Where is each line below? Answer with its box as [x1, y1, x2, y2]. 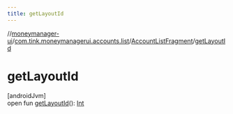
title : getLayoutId [7, 10, 64, 17]
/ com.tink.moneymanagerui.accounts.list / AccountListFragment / [12, 36, 195, 45]
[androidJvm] [7, 91, 47, 99]
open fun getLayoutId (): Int [7, 99, 84, 107]
